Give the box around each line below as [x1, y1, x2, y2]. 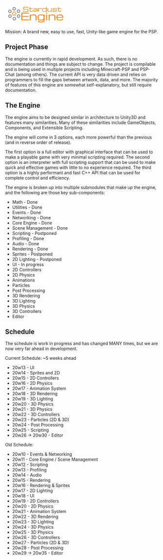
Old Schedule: [5, 442, 34, 448]
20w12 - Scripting [12, 462, 48, 467]
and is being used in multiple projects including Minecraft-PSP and [5, 66, 139, 72]
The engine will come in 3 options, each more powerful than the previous [5, 134, 152, 140]
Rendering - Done [12, 246, 48, 252]
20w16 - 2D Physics [12, 380, 53, 386]
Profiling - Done [12, 235, 44, 241]
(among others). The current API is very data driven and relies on [15, 71, 146, 77]
